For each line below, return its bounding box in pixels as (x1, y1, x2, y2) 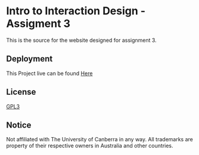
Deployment (6, 54, 53, 64)
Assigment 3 (6, 17, 70, 30)
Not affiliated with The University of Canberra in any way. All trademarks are (6, 136, 194, 143)
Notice (6, 120, 32, 130)
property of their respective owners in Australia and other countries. (6, 142, 174, 150)
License (6, 87, 36, 97)
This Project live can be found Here (6, 70, 93, 77)
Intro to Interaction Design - (6, 4, 146, 18)
